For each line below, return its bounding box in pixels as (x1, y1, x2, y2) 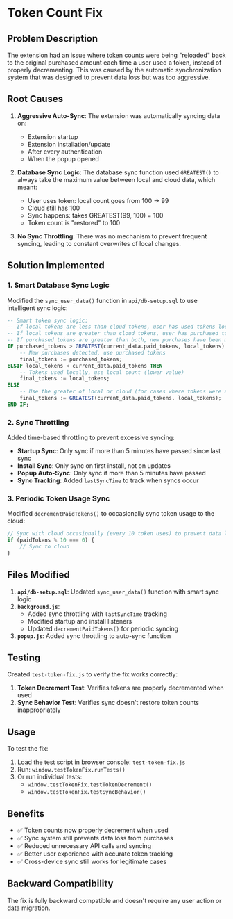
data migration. (7, 904, 51, 912)
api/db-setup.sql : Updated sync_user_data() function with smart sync (17, 587, 220, 596)
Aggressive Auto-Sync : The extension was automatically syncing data (17, 111, 221, 120)
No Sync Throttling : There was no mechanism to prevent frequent (17, 231, 207, 241)
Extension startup (27, 132, 78, 140)
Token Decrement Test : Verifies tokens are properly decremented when (17, 683, 224, 692)
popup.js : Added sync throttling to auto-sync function (17, 631, 171, 640)
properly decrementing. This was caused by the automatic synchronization (7, 66, 222, 74)
